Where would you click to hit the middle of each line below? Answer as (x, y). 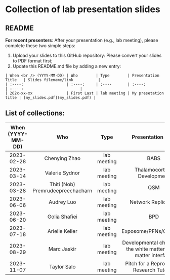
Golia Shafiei (62, 217)
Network (140, 202)
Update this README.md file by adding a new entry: (67, 66)
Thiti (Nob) (63, 184)
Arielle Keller (62, 231)
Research (144, 270)
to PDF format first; (33, 61)
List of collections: (35, 113)
